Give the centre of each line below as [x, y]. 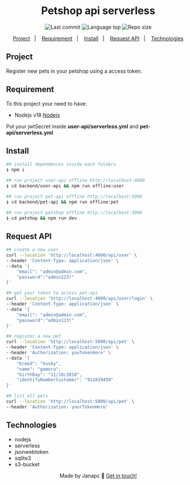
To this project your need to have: [47, 103]
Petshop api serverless [98, 11]
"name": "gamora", [39, 369]
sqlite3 [23, 458]
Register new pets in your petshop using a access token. [74, 71]
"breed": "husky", [39, 364]
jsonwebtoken [31, 452]
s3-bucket [27, 464]
